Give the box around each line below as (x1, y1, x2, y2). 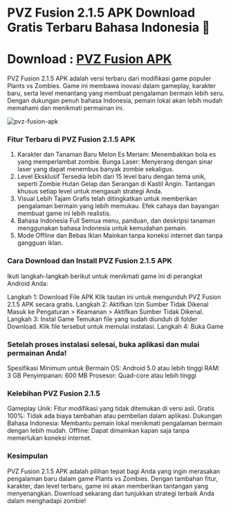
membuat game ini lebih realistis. (17, 210, 112, 218)
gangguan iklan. (17, 239, 64, 247)
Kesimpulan (7, 451, 48, 461)
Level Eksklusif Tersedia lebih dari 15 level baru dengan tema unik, (17, 172, 206, 181)
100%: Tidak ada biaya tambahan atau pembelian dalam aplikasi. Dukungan (7, 411, 223, 420)
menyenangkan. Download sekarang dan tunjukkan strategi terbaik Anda (7, 489, 214, 497)
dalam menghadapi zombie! (7, 496, 86, 504)
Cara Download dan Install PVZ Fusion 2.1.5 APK (7, 256, 173, 266)
